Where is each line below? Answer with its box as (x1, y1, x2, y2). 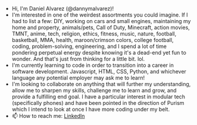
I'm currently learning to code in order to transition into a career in (11, 62, 174, 69)
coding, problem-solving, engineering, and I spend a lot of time (11, 43, 167, 50)
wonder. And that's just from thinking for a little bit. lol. (11, 56, 145, 62)
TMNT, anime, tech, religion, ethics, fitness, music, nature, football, (11, 30, 177, 37)
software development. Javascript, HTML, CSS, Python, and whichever (11, 68, 186, 75)
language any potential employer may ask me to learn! (11, 74, 145, 81)
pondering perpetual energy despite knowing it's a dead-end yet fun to (11, 49, 186, 56)
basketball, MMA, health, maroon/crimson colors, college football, (11, 37, 174, 43)
